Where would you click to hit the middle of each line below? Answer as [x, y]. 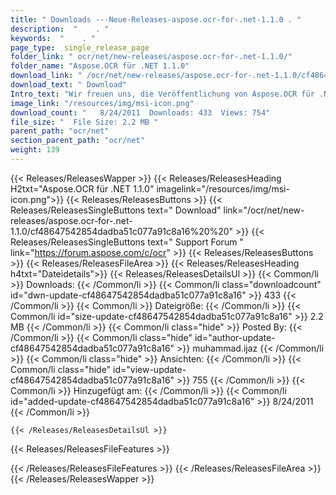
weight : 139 [35, 150]
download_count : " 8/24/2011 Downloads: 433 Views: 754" [140, 112]
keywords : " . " [53, 38]
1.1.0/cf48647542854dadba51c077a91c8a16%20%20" [122, 231]
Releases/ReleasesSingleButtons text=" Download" [116, 210]
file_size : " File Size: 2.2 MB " [84, 122]
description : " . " [60, 29]
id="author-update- [235, 337]
